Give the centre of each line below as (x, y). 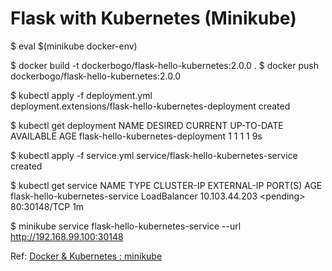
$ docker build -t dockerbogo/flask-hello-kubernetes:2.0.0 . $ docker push (164, 65)
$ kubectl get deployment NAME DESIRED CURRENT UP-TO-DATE (147, 125)
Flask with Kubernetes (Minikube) (153, 18)
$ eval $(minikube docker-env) (74, 46)
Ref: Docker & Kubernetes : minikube (86, 256)
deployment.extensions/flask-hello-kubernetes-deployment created (150, 106)
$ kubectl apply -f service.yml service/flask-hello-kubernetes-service (154, 155)
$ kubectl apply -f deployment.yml (81, 95)
